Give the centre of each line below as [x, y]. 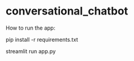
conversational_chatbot [67, 11]
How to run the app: [31, 28]
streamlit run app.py [31, 51]
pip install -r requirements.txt [42, 39]
